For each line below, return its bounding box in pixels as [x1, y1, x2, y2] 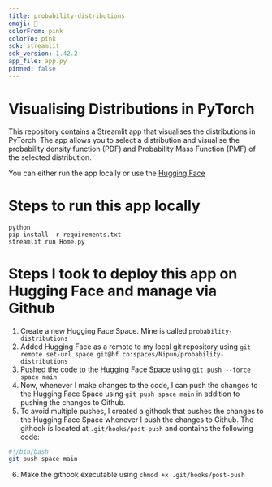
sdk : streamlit [8, 42, 60, 50]
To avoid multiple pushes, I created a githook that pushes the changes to [19, 406, 264, 416]
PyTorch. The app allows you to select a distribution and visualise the [8, 135, 240, 144]
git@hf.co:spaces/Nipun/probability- [97, 350, 225, 358]
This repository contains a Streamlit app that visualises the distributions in [8, 127, 256, 136]
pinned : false [8, 65, 57, 73]
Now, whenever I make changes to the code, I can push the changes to [19, 380, 258, 390]
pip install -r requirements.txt [8, 231, 122, 239]
